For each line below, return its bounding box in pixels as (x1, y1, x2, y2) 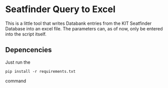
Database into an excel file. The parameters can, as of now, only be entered (5, 25, 163, 31)
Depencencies (5, 46, 52, 54)
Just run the (5, 59, 30, 65)
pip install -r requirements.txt (5, 69, 76, 74)
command (5, 77, 26, 84)
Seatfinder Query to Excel (5, 4, 116, 15)
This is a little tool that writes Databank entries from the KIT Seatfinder (5, 20, 152, 26)
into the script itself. (5, 31, 47, 37)
